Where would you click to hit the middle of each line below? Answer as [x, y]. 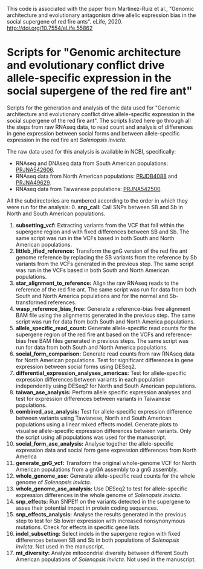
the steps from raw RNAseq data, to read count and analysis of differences [100, 127]
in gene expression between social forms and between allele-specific [93, 133]
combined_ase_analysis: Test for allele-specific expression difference [104, 411]
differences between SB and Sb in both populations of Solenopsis [97, 540]
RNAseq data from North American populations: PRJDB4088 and [96, 176]
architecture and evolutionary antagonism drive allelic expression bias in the [101, 15]
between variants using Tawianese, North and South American [93, 418]
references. [62, 302]
